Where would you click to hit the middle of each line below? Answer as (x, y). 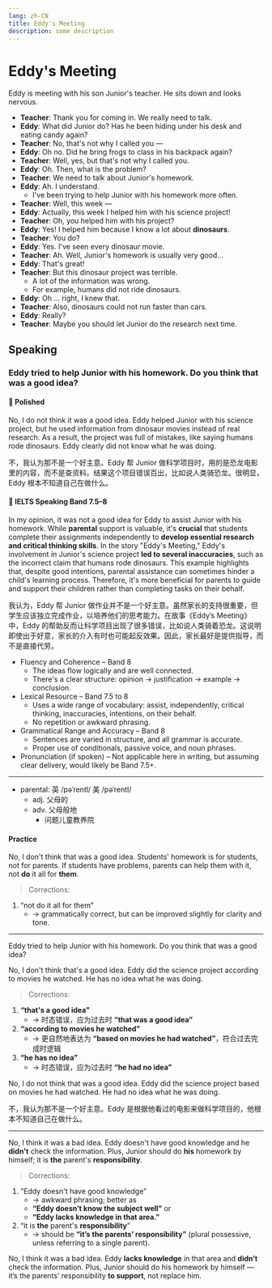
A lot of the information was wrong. (91, 281)
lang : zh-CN (28, 16)
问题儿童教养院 (69, 820)
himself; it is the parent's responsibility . (76, 1160)
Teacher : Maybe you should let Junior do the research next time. (128, 324)
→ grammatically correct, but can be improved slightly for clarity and (147, 914)
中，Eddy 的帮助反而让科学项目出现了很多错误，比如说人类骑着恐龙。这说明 (135, 626)
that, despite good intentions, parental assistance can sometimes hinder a (132, 572)
